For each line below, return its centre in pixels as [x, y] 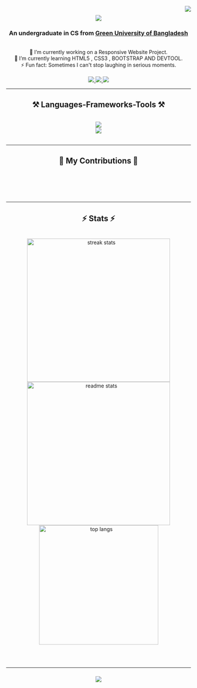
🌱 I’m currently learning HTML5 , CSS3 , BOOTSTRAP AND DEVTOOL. [98, 58]
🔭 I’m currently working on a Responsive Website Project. [98, 52]
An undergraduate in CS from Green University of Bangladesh [98, 34]
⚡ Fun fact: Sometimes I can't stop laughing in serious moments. [98, 65]
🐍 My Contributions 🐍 [98, 161]
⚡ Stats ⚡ [98, 218]
